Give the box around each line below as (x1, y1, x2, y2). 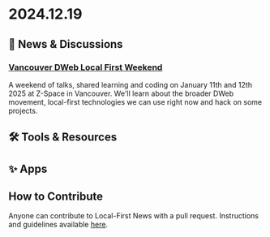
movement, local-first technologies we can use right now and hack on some (8, 97, 263, 106)
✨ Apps (8, 162, 48, 175)
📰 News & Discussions (8, 37, 123, 51)
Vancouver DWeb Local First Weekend (8, 62, 163, 73)
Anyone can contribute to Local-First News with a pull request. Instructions (8, 211, 259, 221)
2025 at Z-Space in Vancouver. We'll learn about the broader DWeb (8, 88, 234, 98)
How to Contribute (8, 190, 104, 204)
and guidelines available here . (8, 220, 108, 230)
